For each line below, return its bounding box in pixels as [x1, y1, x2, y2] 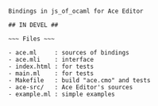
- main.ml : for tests [8, 70, 94, 78]
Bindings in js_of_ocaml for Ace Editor [8, 7, 145, 15]
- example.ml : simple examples [8, 90, 115, 98]
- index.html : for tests [8, 62, 94, 70]
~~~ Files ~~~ [8, 35, 56, 43]
